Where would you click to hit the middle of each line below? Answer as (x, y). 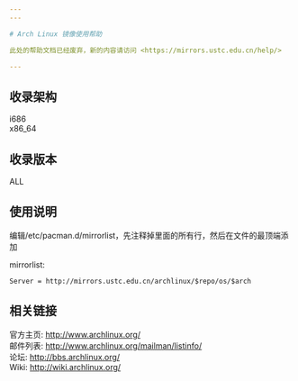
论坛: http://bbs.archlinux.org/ (64, 357)
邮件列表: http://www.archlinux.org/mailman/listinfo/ (106, 345)
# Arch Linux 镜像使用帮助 (56, 34)
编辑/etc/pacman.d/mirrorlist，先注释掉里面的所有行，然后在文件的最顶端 (145, 235)
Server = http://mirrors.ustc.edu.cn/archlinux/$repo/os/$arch (131, 281)
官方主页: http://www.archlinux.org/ (75, 334)
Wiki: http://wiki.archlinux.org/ (65, 367)
